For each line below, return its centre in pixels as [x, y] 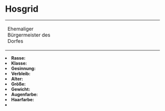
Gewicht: [21, 89]
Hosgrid [22, 9]
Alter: [17, 79]
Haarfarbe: [23, 99]
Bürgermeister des [29, 35]
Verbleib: [21, 73]
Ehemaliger [21, 29]
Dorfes [15, 41]
